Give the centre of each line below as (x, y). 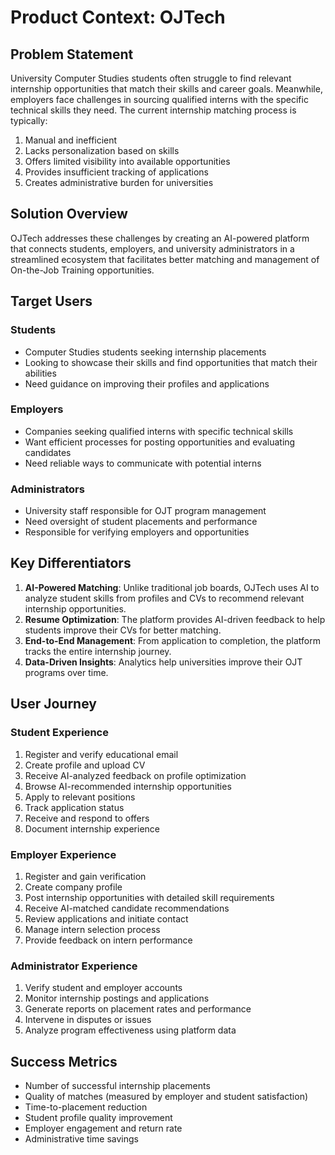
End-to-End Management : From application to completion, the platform (172, 640)
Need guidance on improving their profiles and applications (147, 383)
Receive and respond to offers (87, 818)
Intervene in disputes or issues (88, 1020)
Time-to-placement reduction (86, 1107)
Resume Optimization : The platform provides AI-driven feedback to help (175, 619)
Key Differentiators (71, 563)
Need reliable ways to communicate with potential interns (143, 463)
